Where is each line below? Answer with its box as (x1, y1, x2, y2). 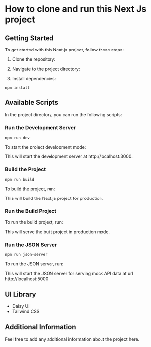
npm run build (5, 177, 35, 182)
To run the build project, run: (5, 219, 63, 225)
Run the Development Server (5, 124, 76, 131)
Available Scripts (5, 99, 58, 107)
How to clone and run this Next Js (5, 3, 147, 15)
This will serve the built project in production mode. (5, 229, 110, 235)
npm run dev (5, 135, 30, 141)
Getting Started (5, 34, 54, 42)
